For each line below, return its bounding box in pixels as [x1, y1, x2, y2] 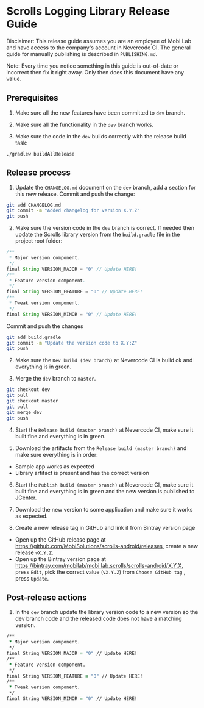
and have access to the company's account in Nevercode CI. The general [6, 44, 191, 51]
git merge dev [6, 409, 43, 415]
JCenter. [15, 494, 37, 501]
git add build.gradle [6, 334, 62, 340]
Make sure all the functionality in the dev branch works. [15, 121, 154, 128]
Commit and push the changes [6, 322, 83, 330]
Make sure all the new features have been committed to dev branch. [15, 109, 186, 116]
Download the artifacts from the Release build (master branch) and [15, 444, 187, 452]
